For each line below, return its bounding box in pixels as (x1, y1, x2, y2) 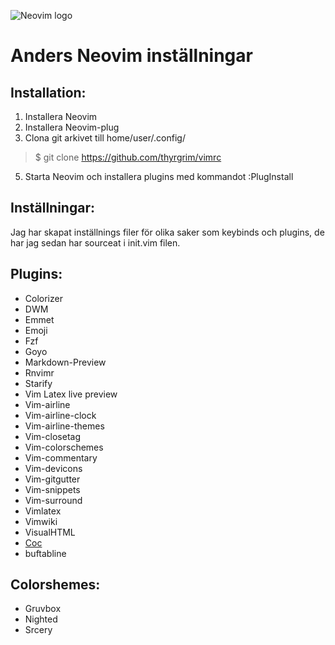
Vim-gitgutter (24, 473, 81, 485)
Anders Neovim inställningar (10, 45, 253, 67)
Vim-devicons (24, 462, 83, 474)
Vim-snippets (24, 483, 81, 495)
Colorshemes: (10, 576, 101, 594)
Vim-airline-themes (24, 420, 105, 432)
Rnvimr (24, 366, 55, 379)
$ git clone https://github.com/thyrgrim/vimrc (34, 151, 222, 163)
